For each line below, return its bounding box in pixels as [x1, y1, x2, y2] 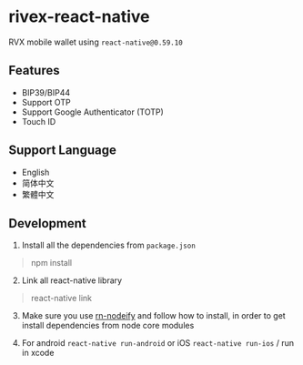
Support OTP [21, 96, 71, 107]
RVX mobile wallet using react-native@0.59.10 [8, 36, 183, 47]
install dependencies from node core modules [21, 320, 195, 331]
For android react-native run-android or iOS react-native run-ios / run [21, 338, 295, 349]
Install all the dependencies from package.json [21, 239, 197, 251]
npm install [30, 258, 73, 269]
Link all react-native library [21, 275, 123, 286]
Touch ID [21, 116, 56, 127]
